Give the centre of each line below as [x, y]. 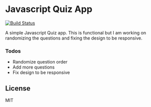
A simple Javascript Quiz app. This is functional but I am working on [76, 32]
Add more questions [33, 67]
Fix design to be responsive [41, 72]
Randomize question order [40, 62]
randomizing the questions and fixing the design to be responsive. [74, 38]
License [18, 88]
